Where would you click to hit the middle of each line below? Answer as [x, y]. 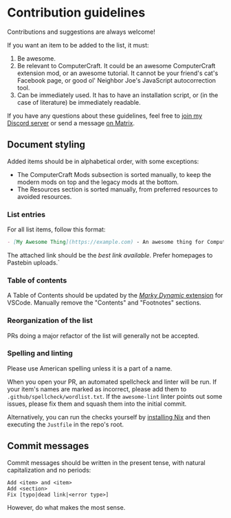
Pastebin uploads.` [34, 262]
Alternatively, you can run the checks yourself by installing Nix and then [109, 417]
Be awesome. [36, 58]
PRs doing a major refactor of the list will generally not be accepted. [103, 335]
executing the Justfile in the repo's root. [66, 424]
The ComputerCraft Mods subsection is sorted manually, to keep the [114, 174]
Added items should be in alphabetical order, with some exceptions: [103, 161]
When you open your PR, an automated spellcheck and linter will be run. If [112, 382]
